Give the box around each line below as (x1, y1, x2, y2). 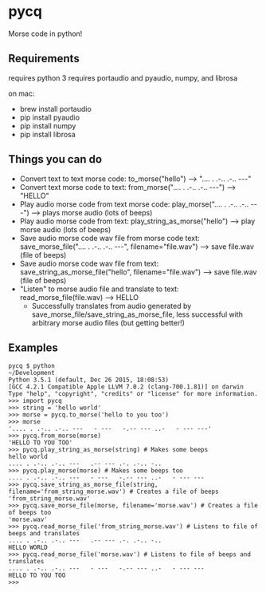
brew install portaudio (19, 104, 92, 113)
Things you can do (8, 152, 102, 166)
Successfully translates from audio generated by (31, 301, 192, 310)
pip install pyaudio (19, 112, 80, 122)
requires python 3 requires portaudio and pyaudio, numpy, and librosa (8, 73, 238, 82)
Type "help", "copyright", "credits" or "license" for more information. (8, 390, 259, 398)
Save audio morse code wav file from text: (19, 259, 159, 268)
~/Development (8, 369, 56, 377)
